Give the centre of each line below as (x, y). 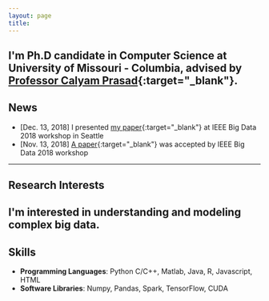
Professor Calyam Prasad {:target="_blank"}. (123, 80)
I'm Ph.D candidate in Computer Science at (118, 56)
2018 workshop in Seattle (62, 135)
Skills (22, 252)
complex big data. (54, 225)
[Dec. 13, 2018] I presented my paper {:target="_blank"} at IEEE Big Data (138, 127)
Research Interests (56, 185)
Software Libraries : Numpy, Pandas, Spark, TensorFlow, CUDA (124, 288)
